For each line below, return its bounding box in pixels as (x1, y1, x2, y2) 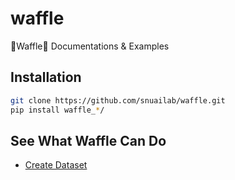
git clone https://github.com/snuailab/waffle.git (10, 95, 226, 106)
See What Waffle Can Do (10, 132, 167, 149)
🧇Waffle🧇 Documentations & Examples (10, 40, 170, 52)
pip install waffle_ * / (10, 105, 105, 115)
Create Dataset (24, 159, 88, 171)
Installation (10, 69, 82, 86)
